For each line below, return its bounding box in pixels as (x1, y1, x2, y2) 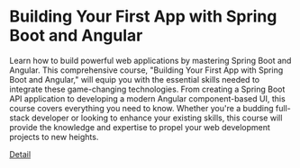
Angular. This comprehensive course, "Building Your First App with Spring (9, 65, 284, 75)
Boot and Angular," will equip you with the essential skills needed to (9, 74, 259, 84)
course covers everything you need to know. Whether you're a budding (9, 102, 274, 113)
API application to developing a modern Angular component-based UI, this (9, 93, 286, 104)
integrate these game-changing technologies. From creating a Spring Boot (9, 84, 286, 94)
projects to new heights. (9, 131, 99, 142)
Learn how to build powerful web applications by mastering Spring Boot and (9, 55, 292, 66)
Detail (9, 148, 32, 159)
